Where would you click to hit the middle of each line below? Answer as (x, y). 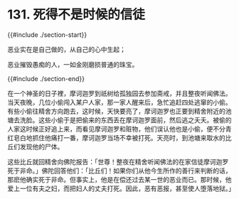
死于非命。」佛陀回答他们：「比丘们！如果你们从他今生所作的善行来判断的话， (119, 171)
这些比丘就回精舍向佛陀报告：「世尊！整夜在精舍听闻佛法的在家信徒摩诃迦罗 (118, 161)
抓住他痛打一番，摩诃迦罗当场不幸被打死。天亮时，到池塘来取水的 (128, 138)
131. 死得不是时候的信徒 (76, 15)
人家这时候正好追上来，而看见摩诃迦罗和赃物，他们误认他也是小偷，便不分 (116, 129)
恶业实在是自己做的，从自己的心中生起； (67, 49)
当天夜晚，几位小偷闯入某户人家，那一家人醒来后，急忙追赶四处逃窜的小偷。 (119, 102)
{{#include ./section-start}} (47, 34)
